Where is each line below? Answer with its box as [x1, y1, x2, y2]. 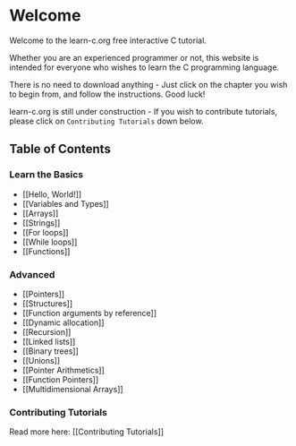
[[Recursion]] [21, 326, 72, 337]
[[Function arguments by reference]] [21, 307, 157, 318]
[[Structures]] [21, 297, 73, 309]
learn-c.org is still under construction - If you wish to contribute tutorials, [9, 106, 278, 116]
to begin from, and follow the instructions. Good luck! [9, 89, 206, 99]
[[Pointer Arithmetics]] [21, 365, 106, 375]
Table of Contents [9, 142, 112, 157]
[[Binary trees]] [21, 346, 79, 356]
